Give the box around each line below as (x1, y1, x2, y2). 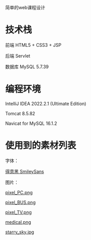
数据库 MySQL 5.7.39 (5, 63, 49, 70)
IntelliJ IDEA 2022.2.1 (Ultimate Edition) (5, 100, 86, 106)
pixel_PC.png (5, 189, 33, 195)
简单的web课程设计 (5, 5, 45, 10)
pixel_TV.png (5, 209, 32, 215)
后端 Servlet (5, 52, 30, 59)
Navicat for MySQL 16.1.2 (5, 120, 57, 126)
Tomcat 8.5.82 (5, 110, 35, 116)
